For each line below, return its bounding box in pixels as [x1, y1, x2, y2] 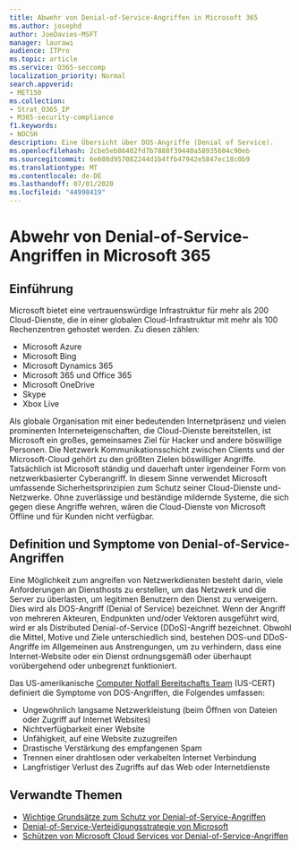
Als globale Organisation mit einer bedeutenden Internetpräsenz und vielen [9, 416, 286, 426]
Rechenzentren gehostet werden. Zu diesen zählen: [9, 324, 200, 334]
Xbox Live [21, 399, 60, 408]
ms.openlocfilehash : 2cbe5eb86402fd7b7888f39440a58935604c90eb [9, 146, 251, 155]
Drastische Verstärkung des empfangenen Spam [21, 743, 203, 753]
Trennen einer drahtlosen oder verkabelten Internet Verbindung [21, 751, 257, 762]
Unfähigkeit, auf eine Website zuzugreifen [21, 733, 177, 743]
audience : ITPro [9, 47, 70, 56]
